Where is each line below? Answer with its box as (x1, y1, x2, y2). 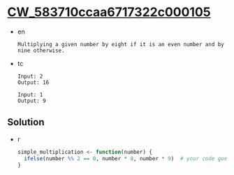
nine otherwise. (17, 47, 65, 54)
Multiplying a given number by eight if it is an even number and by (17, 41, 225, 48)
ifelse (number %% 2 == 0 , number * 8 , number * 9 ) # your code (24, 155, 215, 162)
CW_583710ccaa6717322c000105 (7, 4, 211, 20)
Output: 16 (17, 78, 50, 86)
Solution (7, 116, 45, 128)
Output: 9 (17, 97, 47, 104)
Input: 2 (17, 73, 43, 80)
